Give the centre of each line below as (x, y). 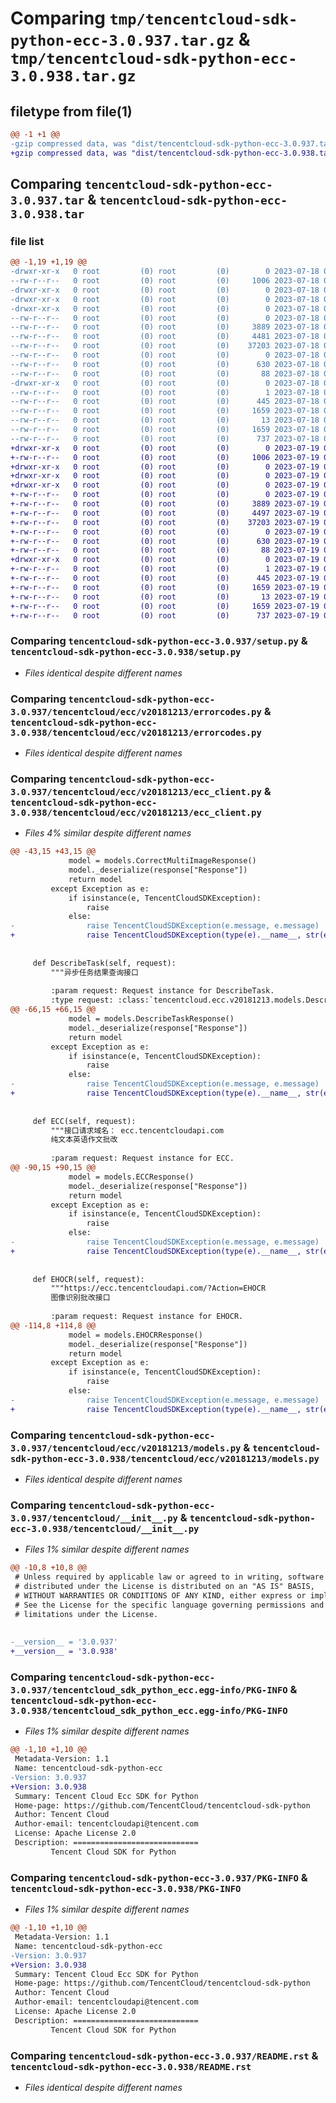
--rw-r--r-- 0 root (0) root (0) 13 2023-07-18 (165, 420)
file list (27, 241)
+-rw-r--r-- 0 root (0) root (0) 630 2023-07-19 (165, 541)
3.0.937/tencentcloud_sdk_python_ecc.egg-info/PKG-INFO (149, 1690)
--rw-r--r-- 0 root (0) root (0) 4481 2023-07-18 (165, 337)
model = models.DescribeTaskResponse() (151, 1019)
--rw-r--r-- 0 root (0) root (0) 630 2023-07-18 (165, 364)
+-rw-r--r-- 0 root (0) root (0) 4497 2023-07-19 (165, 513)
